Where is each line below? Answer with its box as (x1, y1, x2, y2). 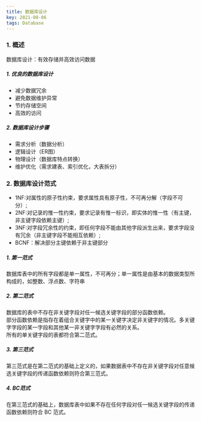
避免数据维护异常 (14, 94, 57, 101)
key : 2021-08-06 (6, 14, 47, 20)
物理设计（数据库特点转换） (14, 155, 84, 163)
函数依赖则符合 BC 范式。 (6, 408, 69, 416)
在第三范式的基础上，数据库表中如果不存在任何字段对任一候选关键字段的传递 (6, 401, 195, 408)
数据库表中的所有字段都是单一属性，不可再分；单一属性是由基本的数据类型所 (6, 270, 195, 277)
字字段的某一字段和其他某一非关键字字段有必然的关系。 (6, 323, 142, 330)
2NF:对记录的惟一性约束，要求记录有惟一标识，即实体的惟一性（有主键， (14, 209, 195, 216)
